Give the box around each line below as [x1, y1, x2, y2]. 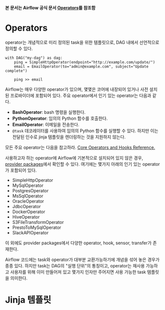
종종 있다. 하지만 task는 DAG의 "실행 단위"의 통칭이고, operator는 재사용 [5, 263, 145, 268]
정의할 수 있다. [5, 45, 33, 51]
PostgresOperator [12, 187, 49, 193]
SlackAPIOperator [12, 229, 49, 235]
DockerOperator [12, 209, 45, 215]
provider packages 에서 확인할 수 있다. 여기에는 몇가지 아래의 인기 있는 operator [5, 161, 160, 167]
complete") [5, 68, 28, 73]
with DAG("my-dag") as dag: [5, 55, 63, 60]
